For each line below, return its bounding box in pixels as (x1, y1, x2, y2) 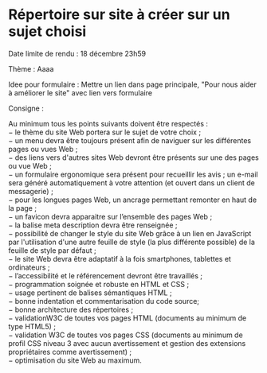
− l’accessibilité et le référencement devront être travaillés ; (8, 270, 203, 280)
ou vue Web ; (8, 161, 52, 170)
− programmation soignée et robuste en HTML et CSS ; (8, 279, 190, 289)
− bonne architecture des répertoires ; (8, 305, 134, 314)
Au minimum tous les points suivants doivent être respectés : (8, 119, 209, 128)
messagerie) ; (8, 186, 53, 196)
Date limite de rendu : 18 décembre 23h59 (8, 49, 147, 58)
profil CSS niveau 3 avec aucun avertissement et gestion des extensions (8, 338, 246, 348)
